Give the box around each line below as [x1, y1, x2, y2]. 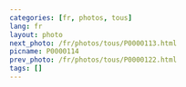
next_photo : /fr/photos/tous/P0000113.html [9, 38, 178, 48]
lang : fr [9, 22, 43, 31]
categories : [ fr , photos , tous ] [9, 13, 132, 23]
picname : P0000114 [9, 47, 79, 56]
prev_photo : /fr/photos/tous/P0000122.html [9, 55, 178, 64]
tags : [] [9, 64, 43, 73]
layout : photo [9, 30, 64, 39]
